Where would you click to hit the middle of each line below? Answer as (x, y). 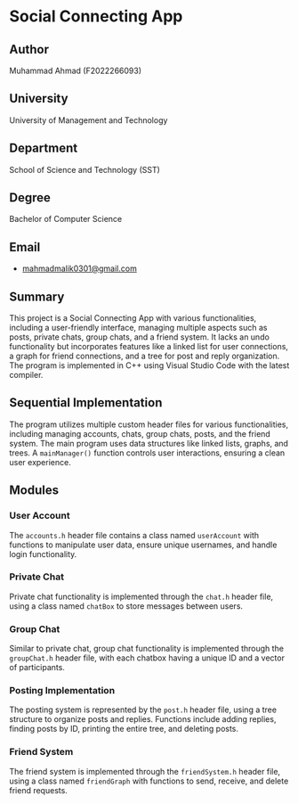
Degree (30, 198)
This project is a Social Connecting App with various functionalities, (133, 318)
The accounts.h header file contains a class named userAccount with (134, 535)
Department (44, 148)
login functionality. (43, 554)
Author (29, 49)
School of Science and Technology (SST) (85, 169)
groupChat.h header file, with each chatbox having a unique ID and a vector (147, 658)
